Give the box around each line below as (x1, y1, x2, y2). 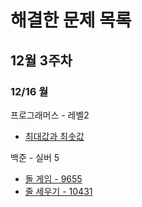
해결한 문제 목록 (10, 9, 132, 32)
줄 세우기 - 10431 (24, 185, 93, 197)
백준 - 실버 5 (10, 151, 60, 163)
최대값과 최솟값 (24, 130, 85, 142)
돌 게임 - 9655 (24, 172, 83, 185)
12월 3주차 (10, 52, 73, 69)
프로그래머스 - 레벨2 (10, 109, 90, 121)
